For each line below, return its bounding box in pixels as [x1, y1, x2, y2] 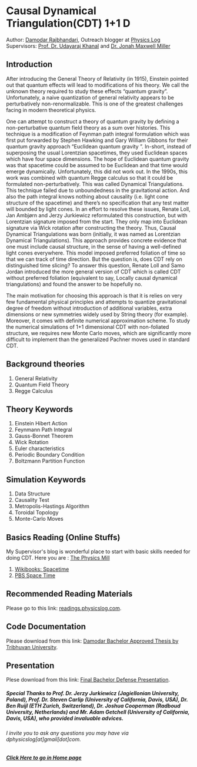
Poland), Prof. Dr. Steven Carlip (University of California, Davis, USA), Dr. [6, 696, 188, 703]
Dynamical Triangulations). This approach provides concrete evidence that [6, 237, 187, 244]
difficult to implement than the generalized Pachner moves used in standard [6, 336, 190, 343]
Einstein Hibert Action [14, 420, 68, 427]
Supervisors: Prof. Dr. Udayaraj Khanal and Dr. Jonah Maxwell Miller [6, 42, 171, 49]
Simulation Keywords [6, 474, 86, 484]
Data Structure [14, 490, 51, 497]
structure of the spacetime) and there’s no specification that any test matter [6, 199, 189, 206]
